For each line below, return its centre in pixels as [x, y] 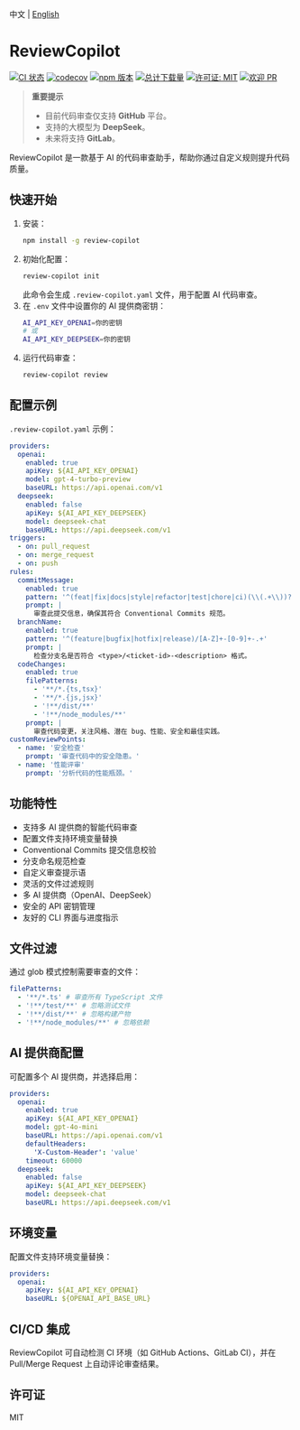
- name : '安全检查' [51, 748]
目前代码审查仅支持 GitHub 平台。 [108, 116]
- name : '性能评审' [51, 765]
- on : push [38, 563]
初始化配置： [46, 259]
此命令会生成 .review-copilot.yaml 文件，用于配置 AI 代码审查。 [142, 294]
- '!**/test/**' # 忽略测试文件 [74, 1006]
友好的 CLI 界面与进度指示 [70, 917]
